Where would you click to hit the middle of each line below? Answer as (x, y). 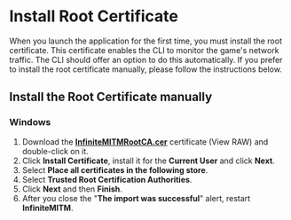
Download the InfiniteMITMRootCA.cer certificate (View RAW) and (145, 141)
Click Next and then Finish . (72, 189)
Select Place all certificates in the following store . (115, 169)
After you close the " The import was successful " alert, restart (136, 198)
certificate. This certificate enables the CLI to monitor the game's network (144, 50)
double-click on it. (55, 151)
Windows (30, 122)
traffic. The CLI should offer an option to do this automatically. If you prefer (146, 59)
